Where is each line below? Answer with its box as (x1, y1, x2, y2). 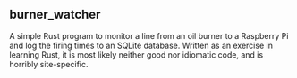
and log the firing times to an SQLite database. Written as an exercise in (9, 40, 273, 51)
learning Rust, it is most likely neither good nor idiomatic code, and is (9, 49, 264, 60)
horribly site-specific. (9, 58, 89, 69)
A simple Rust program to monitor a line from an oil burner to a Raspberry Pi (9, 30, 289, 41)
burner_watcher (9, 7, 101, 22)
